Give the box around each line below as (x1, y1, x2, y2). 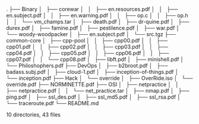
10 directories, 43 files (6, 111, 61, 118)
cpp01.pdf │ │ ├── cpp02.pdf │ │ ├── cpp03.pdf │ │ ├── (6, 43, 168, 50)
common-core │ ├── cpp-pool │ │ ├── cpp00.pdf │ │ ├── (6, 37, 168, 44)
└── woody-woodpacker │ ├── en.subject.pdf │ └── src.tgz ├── (6, 31, 176, 38)
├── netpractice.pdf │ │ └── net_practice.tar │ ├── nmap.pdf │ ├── (6, 87, 189, 94)
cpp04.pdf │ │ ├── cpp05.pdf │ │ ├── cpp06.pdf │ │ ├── (6, 50, 169, 56)
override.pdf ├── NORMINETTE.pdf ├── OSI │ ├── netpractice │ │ (6, 81, 179, 88)
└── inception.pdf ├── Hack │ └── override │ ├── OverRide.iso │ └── (6, 74, 193, 81)
